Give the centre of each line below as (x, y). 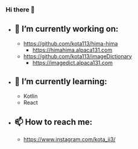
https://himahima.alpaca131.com (72, 50)
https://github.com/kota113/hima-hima (71, 43)
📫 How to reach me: (53, 122)
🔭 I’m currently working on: (66, 29)
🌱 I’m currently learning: (61, 81)
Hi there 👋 (20, 10)
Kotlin (30, 96)
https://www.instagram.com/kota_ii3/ (69, 139)
